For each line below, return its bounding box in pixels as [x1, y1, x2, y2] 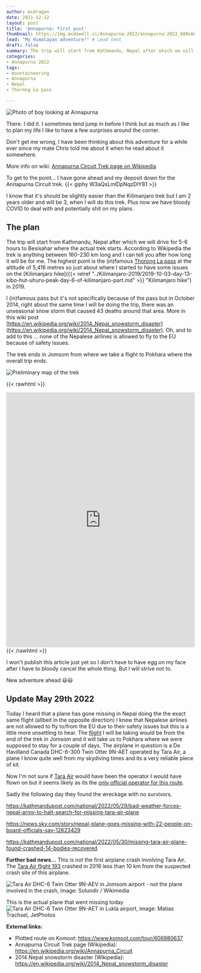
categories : [6, 53, 36, 59]
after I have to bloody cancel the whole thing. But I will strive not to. [6, 665, 172, 672]
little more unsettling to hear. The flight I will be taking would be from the [6, 729, 185, 736]
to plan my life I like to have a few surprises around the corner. [6, 127, 160, 134]
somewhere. [6, 151, 37, 158]
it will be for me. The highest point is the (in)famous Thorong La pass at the [6, 257, 192, 265]
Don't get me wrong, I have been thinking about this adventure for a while [6, 138, 188, 145]
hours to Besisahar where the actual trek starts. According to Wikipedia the [6, 244, 191, 252]
